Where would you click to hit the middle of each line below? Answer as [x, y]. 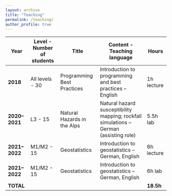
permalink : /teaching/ [29, 19]
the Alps [70, 126]
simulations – [115, 122]
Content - [121, 45]
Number [43, 48]
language [121, 58]
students [43, 61]
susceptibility [116, 110]
